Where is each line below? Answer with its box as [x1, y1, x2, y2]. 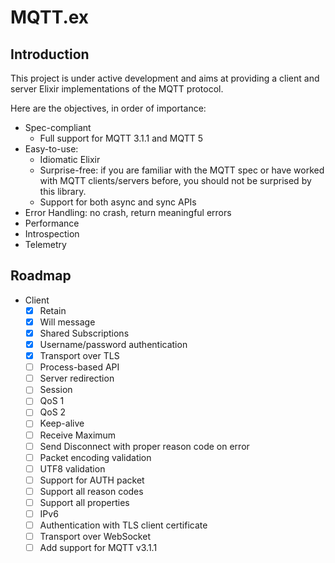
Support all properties [39, 496, 130, 508]
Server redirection [39, 372, 115, 385]
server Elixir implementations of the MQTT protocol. [10, 83, 224, 95]
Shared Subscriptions [39, 327, 130, 339]
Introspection [24, 228, 80, 240]
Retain [39, 304, 67, 316]
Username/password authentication [39, 339, 188, 350]
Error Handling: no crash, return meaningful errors [24, 207, 232, 218]
